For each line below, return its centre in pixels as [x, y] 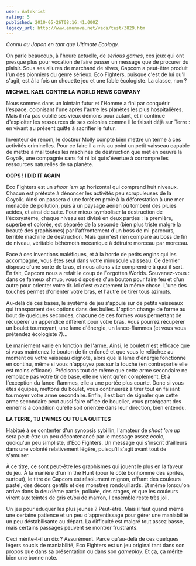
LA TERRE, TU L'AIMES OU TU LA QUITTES [59, 419]
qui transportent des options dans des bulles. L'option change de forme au [96, 309]
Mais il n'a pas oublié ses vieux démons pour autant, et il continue [86, 116]
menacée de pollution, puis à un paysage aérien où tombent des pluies [91, 206]
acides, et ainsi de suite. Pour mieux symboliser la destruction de [84, 212]
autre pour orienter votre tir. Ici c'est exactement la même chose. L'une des [97, 286]
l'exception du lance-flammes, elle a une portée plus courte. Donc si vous [95, 383]
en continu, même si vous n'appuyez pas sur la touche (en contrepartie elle [97, 364]
